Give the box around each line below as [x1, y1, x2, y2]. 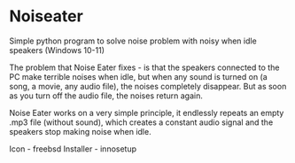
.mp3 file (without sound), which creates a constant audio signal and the [9, 117, 274, 128]
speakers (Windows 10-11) [9, 44, 105, 55]
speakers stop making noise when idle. [9, 126, 152, 136]
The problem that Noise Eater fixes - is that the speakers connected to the [9, 62, 280, 73]
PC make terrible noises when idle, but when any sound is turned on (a [9, 71, 268, 81]
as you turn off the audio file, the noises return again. [9, 90, 204, 101]
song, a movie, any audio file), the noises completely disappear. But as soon [9, 81, 287, 91]
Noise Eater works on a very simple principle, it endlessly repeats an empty [9, 107, 284, 118]
